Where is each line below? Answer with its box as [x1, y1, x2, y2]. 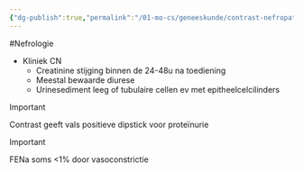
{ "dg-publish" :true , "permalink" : [9, 13, 135, 23]
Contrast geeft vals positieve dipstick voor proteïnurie [9, 119, 209, 130]
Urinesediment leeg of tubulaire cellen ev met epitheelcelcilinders [35, 84, 280, 95]
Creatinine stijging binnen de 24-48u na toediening [35, 65, 226, 76]
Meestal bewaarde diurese [35, 74, 135, 86]
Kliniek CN [22, 55, 62, 66]
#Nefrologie [9, 38, 54, 49]
